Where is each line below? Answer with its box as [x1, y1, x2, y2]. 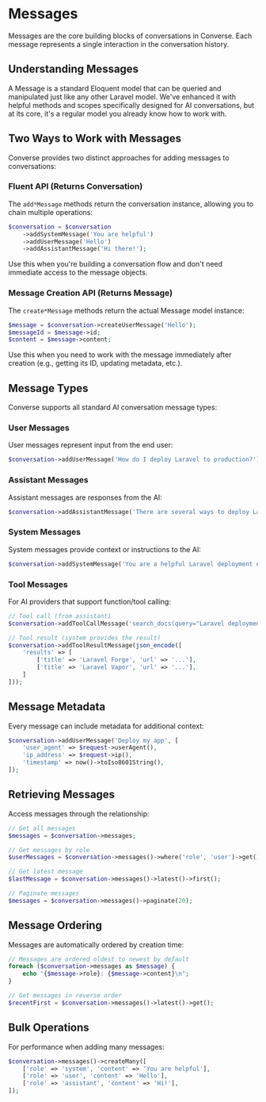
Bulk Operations [8, 1021, 89, 1035]
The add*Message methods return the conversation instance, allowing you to [8, 199, 254, 209]
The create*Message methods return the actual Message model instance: [8, 305, 245, 315]
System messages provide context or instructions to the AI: [8, 544, 202, 554]
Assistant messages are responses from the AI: [8, 493, 162, 502]
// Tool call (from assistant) [8, 612, 112, 620]
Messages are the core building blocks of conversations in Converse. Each [8, 31, 253, 40]
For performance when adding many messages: [8, 1042, 165, 1051]
